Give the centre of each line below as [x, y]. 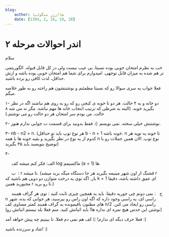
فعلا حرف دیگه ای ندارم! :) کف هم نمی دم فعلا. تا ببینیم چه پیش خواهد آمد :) [76, 219]
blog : [11, 10]
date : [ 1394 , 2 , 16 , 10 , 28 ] [45, 19]
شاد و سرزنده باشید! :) [26, 229]
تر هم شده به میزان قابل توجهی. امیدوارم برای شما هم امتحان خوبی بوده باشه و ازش [84, 73]
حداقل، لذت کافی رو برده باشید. [35, 78]
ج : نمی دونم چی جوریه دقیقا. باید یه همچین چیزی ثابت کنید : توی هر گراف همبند [87, 193]
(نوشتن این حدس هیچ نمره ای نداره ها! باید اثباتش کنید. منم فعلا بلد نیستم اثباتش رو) [84, 209]
